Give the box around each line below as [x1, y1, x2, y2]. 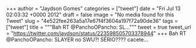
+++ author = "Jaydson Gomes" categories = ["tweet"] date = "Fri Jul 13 [6, 5, 181, 12]
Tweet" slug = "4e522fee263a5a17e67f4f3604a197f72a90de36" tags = [6, 18, 178, 24]
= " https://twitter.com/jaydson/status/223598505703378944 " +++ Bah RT [6, 30, 187, 37]
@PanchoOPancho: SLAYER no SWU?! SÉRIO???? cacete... [6, 36, 148, 43]
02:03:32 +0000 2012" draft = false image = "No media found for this [6, 11, 174, 18]
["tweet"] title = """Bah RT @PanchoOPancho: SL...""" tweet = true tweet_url [6, 23, 191, 30]
